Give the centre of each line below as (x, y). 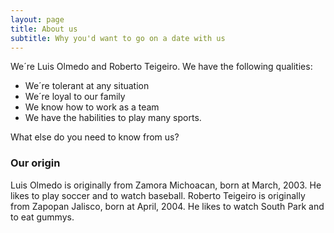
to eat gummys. (42, 217)
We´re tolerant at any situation (87, 86)
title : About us (44, 29)
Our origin (35, 163)
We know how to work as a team (92, 107)
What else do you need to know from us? (95, 137)
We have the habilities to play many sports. (113, 118)
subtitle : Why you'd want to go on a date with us (118, 38)
